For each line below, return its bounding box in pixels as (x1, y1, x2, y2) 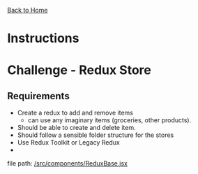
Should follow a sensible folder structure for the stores (17, 131, 174, 139)
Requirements (7, 90, 70, 102)
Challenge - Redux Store (7, 62, 151, 78)
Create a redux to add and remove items (17, 108, 134, 117)
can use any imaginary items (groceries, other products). (27, 116, 192, 124)
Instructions (7, 31, 79, 46)
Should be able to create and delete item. (17, 124, 136, 132)
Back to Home (7, 6, 48, 14)
